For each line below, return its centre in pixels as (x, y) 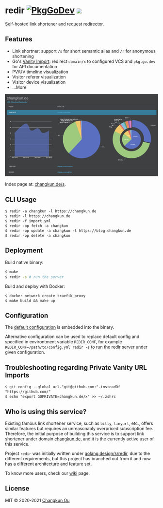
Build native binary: (24, 262)
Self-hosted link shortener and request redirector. (55, 24)
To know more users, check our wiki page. (48, 473)
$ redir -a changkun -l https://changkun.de (51, 211)
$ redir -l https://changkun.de (38, 216)
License (17, 489)
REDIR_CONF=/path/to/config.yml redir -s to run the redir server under (76, 347)
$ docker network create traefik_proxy (45, 296)
